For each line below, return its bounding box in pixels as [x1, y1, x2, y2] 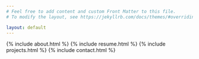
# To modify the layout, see [6, 14, 78, 20]
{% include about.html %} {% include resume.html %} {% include [6, 40, 166, 47]
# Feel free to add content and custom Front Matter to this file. [6, 8, 176, 15]
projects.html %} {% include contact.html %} [6, 47, 116, 54]
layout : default [6, 25, 46, 30]
